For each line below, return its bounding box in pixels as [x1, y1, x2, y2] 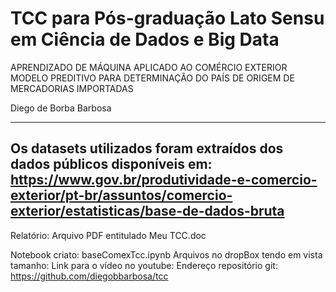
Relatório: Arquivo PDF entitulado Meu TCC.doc [10, 229, 207, 241]
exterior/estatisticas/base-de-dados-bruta [10, 203, 285, 220]
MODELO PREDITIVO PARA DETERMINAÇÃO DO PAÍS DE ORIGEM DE [10, 72, 295, 84]
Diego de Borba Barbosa [10, 102, 112, 114]
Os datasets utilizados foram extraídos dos [10, 140, 284, 157]
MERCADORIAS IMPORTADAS [10, 82, 134, 94]
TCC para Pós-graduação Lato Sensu [10, 7, 325, 30]
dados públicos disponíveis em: [10, 156, 213, 173]
